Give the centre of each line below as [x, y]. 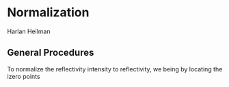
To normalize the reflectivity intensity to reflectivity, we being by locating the [115, 69]
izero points [24, 76]
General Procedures [51, 53]
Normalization [48, 13]
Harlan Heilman [29, 31]
